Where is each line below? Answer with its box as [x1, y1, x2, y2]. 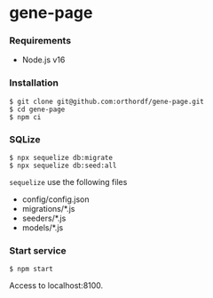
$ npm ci [9, 112, 42, 122]
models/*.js [21, 222, 64, 233]
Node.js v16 [21, 54, 66, 65]
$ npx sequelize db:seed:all [9, 161, 117, 171]
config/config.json [21, 194, 90, 205]
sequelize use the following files [9, 177, 128, 188]
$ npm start [9, 265, 53, 274]
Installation [9, 77, 59, 89]
